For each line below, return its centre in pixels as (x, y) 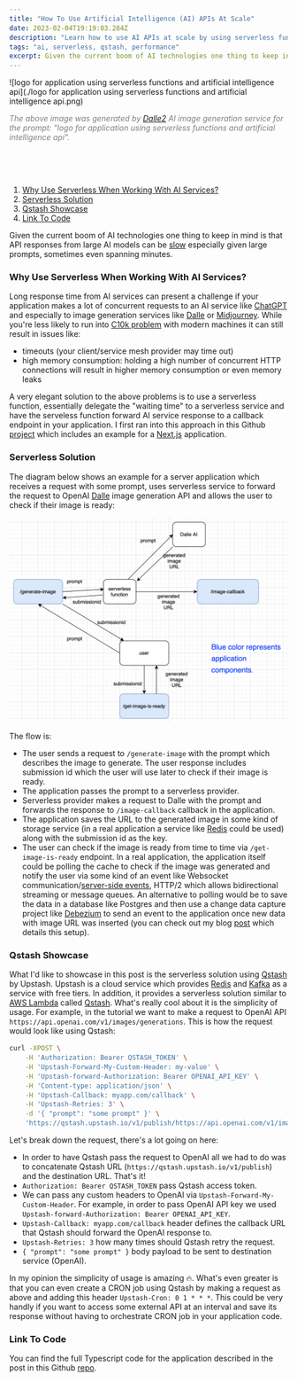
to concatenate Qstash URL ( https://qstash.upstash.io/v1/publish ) (147, 1167)
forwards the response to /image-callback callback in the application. (148, 809)
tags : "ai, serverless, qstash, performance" (94, 47)
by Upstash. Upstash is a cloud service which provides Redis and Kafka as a (148, 984)
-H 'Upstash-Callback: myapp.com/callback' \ (110, 1095)
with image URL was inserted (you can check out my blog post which (148, 923)
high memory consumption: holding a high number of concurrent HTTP (151, 361)
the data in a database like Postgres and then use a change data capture (154, 903)
